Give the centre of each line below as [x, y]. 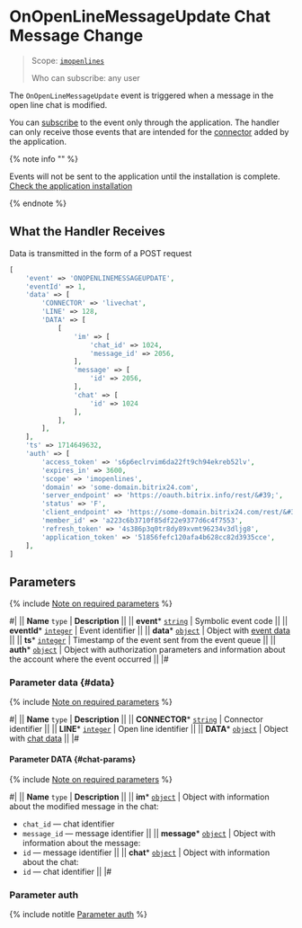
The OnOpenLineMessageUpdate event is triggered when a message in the [142, 95]
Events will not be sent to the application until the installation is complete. [145, 176]
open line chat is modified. [58, 104]
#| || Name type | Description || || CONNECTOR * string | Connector [136, 719]
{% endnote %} [38, 203]
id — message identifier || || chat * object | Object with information [146, 852]
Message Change [76, 36]
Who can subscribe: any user [86, 77]
